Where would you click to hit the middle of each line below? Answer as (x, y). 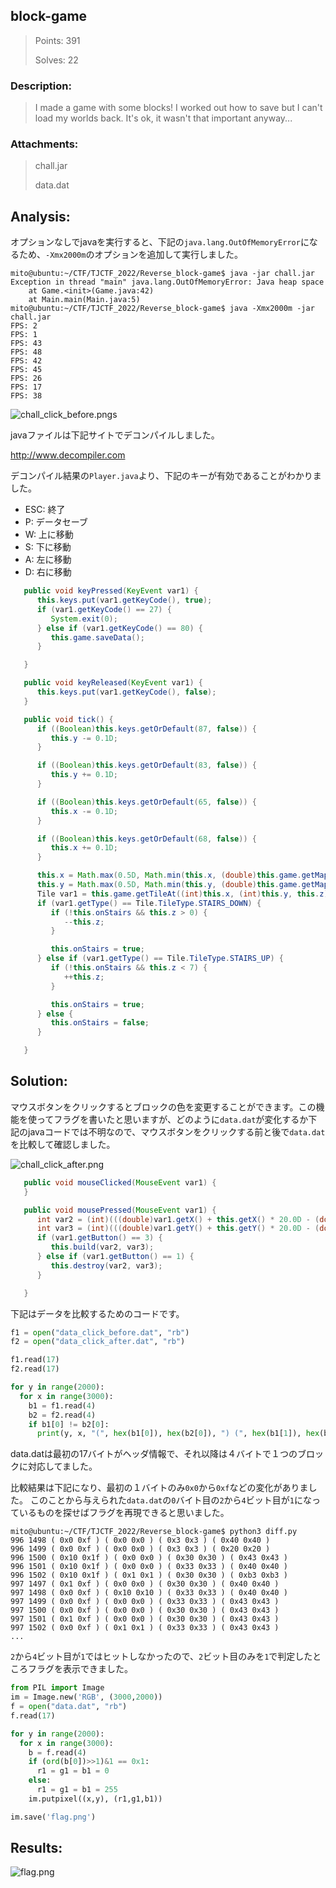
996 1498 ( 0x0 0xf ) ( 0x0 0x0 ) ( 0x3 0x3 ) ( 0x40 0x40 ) (140, 1540)
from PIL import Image (57, 1688)
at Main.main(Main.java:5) (84, 300)
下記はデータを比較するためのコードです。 (97, 1313)
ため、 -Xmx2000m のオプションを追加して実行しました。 (131, 255)
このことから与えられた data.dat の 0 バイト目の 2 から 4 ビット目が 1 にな (170, 1500)
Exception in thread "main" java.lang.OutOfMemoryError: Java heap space (167, 282)
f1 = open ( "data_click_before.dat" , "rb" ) (100, 1332)
